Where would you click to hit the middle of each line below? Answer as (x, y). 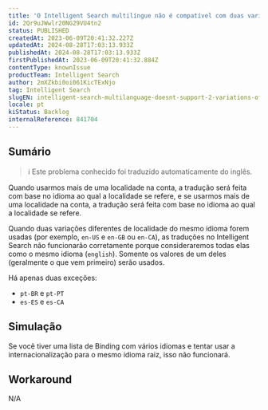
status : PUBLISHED (39, 30)
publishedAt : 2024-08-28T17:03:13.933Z (75, 53)
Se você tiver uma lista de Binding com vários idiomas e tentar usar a (122, 346)
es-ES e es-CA (42, 302)
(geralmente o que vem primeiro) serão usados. (87, 262)
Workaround (40, 379)
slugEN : (21, 97)
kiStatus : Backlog (39, 112)
